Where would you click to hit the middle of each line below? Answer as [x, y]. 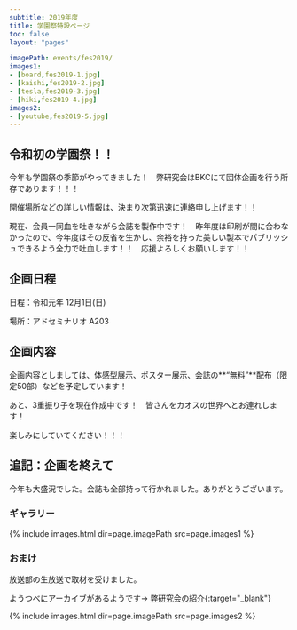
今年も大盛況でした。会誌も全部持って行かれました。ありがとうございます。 [148, 489]
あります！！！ [52, 188]
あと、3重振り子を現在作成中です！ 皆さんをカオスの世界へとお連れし [140, 404]
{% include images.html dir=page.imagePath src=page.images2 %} [133, 616]
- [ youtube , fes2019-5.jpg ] [59, 116]
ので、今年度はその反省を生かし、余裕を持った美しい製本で [141, 237]
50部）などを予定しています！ [72, 386]
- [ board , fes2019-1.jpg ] [55, 75]
